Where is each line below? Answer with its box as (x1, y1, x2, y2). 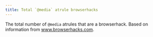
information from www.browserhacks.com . (5, 26, 94, 32)
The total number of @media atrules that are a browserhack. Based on (5, 21, 148, 27)
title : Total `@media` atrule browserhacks (5, 7, 98, 12)
